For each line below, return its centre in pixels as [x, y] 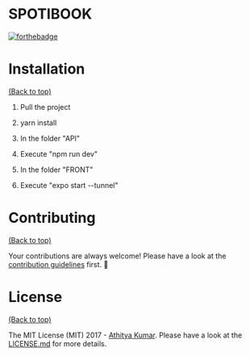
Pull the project [45, 107]
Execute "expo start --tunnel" [69, 185]
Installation [47, 69]
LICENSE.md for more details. [58, 343]
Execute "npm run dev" [59, 153]
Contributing [52, 218]
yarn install [38, 123]
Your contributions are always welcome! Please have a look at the [117, 256]
